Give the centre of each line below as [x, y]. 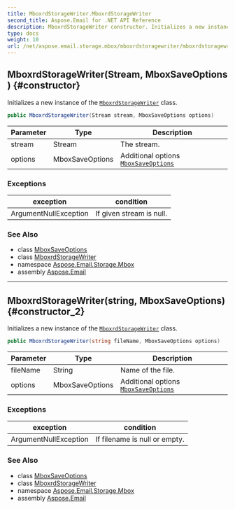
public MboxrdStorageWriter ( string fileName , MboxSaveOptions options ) [114, 341]
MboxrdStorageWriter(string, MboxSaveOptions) [116, 301]
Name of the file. [147, 370]
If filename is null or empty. [140, 440]
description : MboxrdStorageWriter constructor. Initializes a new [106, 27]
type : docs [23, 33]
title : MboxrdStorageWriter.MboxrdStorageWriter [79, 14]
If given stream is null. [131, 213]
